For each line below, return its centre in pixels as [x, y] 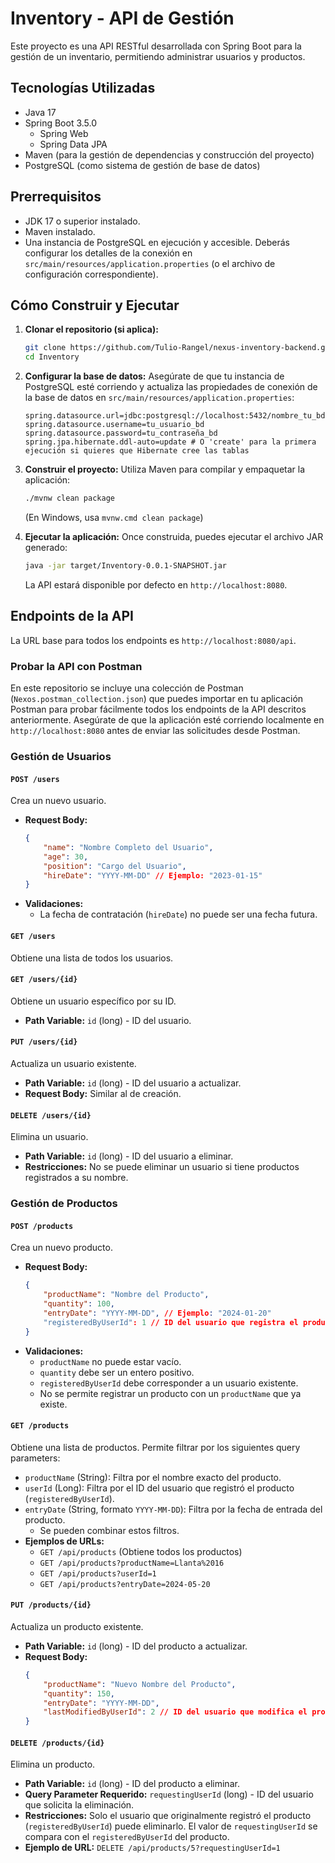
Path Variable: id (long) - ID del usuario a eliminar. [129, 1156]
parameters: [35, 1458]
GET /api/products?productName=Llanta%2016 [132, 1563]
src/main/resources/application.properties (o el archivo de [150, 263]
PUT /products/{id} [51, 1605]
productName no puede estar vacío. [110, 1361]
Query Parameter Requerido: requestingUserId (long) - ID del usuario [169, 1794]
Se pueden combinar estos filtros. [109, 1530]
